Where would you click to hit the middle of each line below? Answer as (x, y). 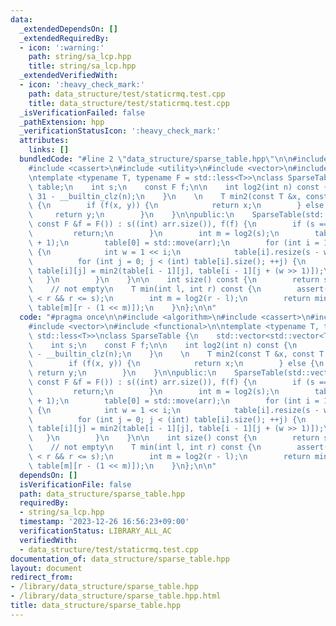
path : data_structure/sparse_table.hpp (102, 494)
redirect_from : (42, 577)
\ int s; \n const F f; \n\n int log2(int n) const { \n (163, 345)
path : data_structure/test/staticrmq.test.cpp (127, 94)
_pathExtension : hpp (62, 122)
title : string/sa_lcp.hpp (82, 66)
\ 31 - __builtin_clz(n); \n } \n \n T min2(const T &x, (165, 196)
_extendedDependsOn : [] (68, 29)
